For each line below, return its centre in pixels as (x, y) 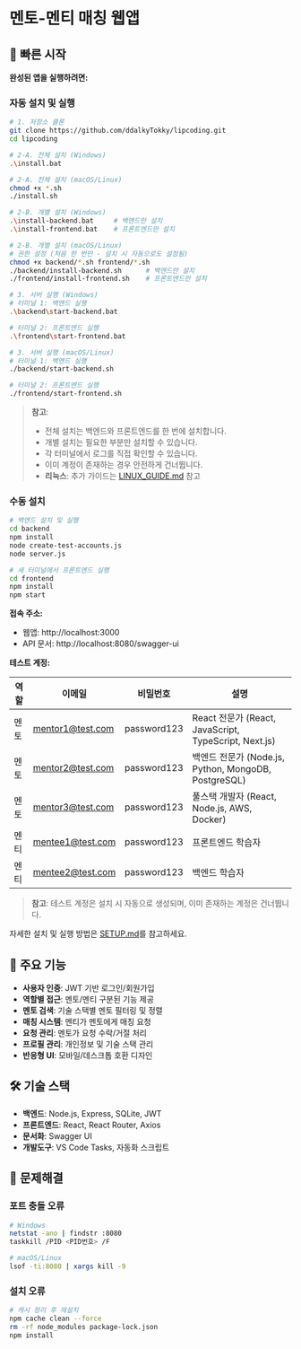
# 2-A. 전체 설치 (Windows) (58, 155)
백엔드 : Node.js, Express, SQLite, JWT (92, 1113)
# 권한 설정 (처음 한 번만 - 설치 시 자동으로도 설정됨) (99, 254)
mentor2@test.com (73, 768)
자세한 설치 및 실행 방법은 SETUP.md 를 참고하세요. (98, 933)
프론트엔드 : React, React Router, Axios (91, 1125)
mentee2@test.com (74, 872)
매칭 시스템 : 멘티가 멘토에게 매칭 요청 (86, 1022)
